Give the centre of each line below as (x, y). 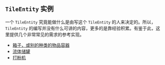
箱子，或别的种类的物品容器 (41, 45)
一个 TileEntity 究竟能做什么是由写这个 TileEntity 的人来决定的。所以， (80, 22)
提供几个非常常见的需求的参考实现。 (46, 34)
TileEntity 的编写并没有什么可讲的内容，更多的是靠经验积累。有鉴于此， (80, 28)
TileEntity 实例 (29, 9)
